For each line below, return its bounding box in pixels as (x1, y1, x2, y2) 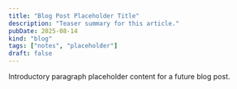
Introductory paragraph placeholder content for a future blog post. (8, 72, 231, 81)
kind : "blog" (8, 34, 53, 43)
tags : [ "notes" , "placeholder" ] (8, 42, 118, 50)
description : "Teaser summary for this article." (8, 19, 180, 28)
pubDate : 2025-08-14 (8, 27, 79, 35)
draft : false (8, 49, 53, 57)
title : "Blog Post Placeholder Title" (8, 11, 140, 20)
